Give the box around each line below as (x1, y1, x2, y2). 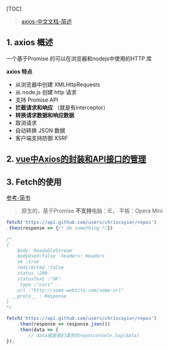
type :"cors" (20, 281, 53, 288)
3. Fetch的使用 (6, 177, 62, 187)
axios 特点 (6, 67, 32, 75)
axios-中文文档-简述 (21, 18, 72, 25)
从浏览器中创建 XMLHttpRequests (15, 81, 101, 88)
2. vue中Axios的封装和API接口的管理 (6, 154, 146, 165)
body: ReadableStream (17, 247, 72, 253)
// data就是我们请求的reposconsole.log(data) (28, 332, 140, 338)
